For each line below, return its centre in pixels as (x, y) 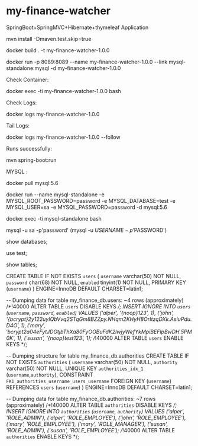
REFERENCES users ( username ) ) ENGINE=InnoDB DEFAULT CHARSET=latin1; (99, 387)
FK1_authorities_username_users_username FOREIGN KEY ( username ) (89, 381)
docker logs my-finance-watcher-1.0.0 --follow (63, 137)
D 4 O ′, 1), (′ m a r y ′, (26, 325)
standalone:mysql (28, 68)
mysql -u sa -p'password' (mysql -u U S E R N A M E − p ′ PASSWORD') (87, 230)
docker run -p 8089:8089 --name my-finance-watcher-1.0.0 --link (87, 62)
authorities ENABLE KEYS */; (43, 437)
